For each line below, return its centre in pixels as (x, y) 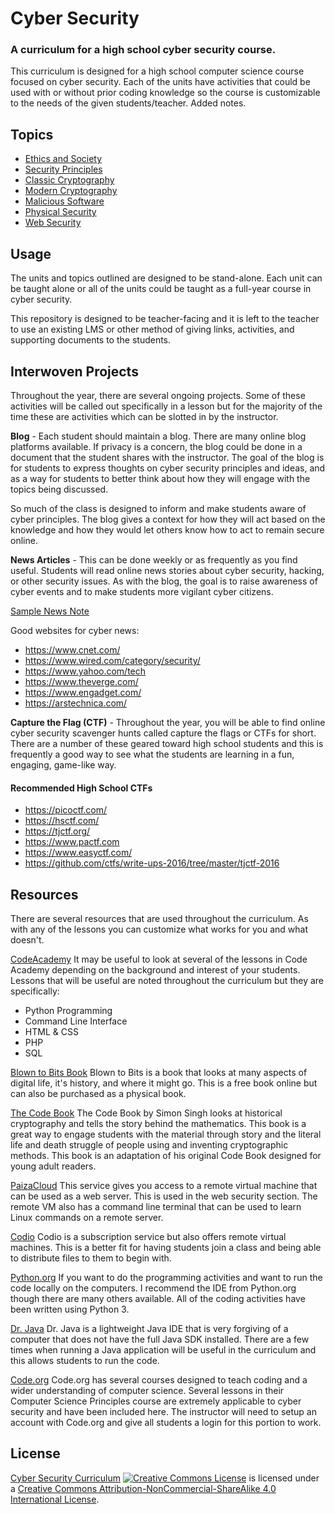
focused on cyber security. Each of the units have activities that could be (160, 82)
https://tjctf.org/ (57, 831)
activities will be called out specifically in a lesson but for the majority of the (166, 406)
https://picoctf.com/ (66, 810)
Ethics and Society (63, 159)
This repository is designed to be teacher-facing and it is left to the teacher (165, 319)
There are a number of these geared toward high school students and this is (167, 743)
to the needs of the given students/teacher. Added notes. (128, 103)
